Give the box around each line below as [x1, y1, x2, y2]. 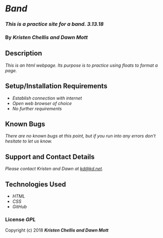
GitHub [12, 204, 27, 210]
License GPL [5, 216, 36, 223]
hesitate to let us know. [5, 138, 53, 144]
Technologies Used [5, 180, 66, 189]
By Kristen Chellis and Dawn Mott [5, 34, 88, 41]
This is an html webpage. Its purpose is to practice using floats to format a [5, 62, 158, 68]
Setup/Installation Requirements [5, 82, 108, 91]
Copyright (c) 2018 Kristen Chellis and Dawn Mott [5, 227, 109, 233]
